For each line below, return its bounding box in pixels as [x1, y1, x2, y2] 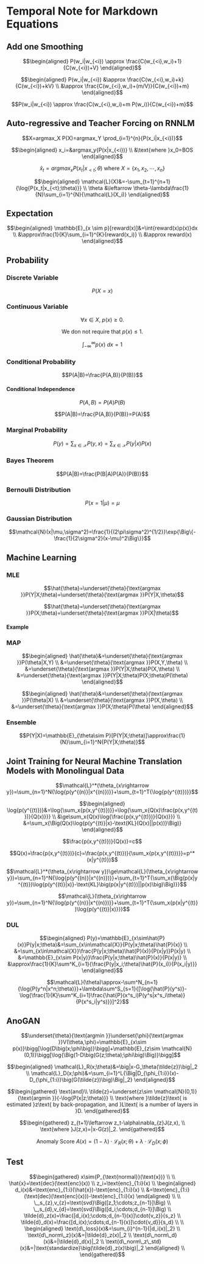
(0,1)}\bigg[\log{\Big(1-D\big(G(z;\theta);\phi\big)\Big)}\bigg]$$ [24, 1051, 181, 1059]
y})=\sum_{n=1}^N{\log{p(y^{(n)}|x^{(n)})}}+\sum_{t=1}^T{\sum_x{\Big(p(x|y [7, 874, 198, 881]
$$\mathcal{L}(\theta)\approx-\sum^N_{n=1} [46, 979, 158, 986]
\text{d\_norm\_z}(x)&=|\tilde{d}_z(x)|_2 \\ [27, 1231, 132, 1238]
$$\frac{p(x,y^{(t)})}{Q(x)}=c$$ [62, 838, 142, 845]
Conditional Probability [6, 358, 76, 366]
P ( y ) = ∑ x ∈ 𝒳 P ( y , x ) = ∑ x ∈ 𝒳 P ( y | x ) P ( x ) [53, 440, 152, 448]
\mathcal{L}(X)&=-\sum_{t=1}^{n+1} [81, 178, 171, 185]
